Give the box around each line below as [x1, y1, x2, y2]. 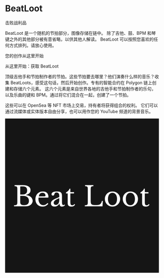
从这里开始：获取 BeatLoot [5, 63, 59, 69]
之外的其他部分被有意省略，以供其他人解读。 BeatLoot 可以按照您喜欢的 [9, 36, 154, 42]
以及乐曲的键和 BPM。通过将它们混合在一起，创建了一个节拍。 [5, 92, 131, 98]
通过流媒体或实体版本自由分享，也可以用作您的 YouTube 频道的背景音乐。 [5, 108, 154, 114]
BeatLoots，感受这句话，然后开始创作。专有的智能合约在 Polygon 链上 [10, 79, 152, 86]
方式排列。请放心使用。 [9, 42, 57, 48]
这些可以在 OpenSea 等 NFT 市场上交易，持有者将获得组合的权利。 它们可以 [5, 102, 158, 108]
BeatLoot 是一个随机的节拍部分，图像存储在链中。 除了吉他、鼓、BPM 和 [5, 30, 152, 36]
